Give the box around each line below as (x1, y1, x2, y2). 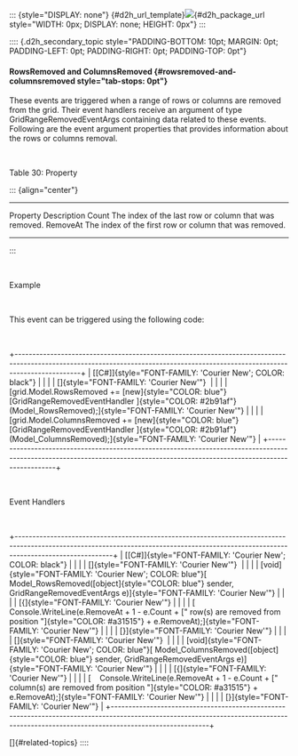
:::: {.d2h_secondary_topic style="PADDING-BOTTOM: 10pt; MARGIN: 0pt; (9, 36, 278, 46)
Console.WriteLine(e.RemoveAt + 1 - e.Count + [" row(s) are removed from (9, 607, 281, 617)
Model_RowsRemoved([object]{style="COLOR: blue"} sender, (9, 578, 234, 589)
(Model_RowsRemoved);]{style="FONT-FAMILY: (9, 406, 184, 416)
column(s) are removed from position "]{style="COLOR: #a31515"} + (9, 682, 259, 693)
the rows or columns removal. (9, 133, 118, 144)
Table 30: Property (9, 167, 78, 178)
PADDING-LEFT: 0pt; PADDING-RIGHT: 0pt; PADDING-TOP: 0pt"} (9, 45, 247, 56)
